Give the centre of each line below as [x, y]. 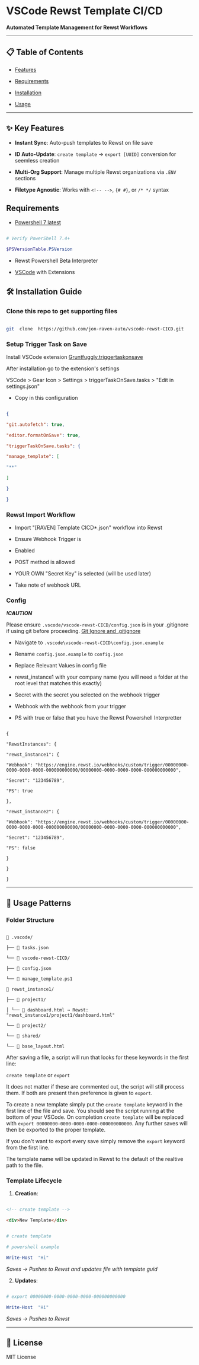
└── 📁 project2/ [26, 1026]
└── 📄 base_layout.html [36, 1046]
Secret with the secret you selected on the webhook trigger [87, 695]
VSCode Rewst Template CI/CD [84, 11]
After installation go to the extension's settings [63, 368]
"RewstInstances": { [32, 744]
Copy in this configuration [46, 397]
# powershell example [33, 1247]
